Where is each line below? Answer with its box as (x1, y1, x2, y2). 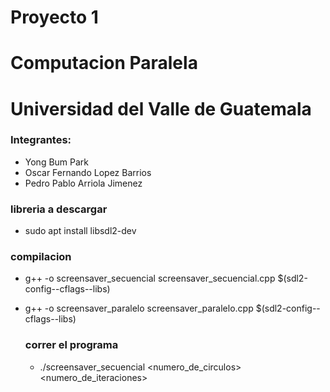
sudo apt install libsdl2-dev (24, 225, 137, 237)
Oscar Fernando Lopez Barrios (24, 166, 152, 178)
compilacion (10, 250, 72, 264)
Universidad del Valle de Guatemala (10, 97, 312, 120)
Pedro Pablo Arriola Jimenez (24, 177, 143, 189)
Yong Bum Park (24, 156, 90, 168)
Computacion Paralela (10, 52, 198, 75)
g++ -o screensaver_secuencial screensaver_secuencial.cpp (24, 272, 276, 285)
